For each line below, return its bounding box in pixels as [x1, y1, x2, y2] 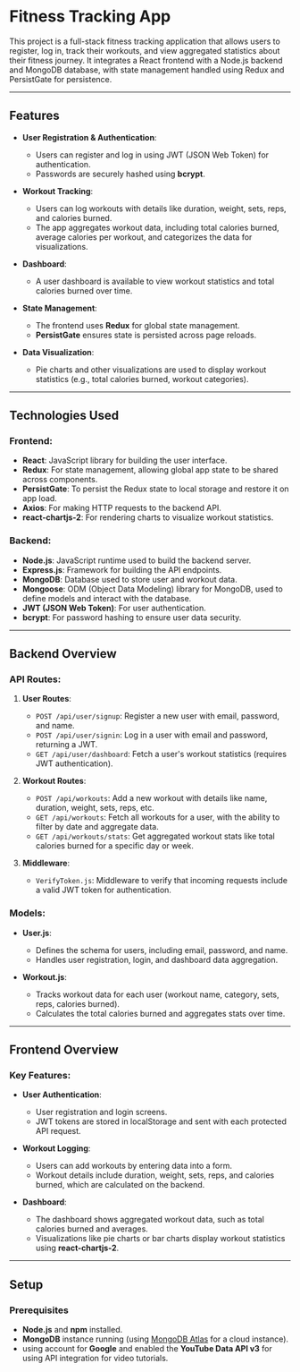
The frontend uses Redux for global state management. [35, 320, 240, 330]
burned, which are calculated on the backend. [35, 1180, 205, 1190]
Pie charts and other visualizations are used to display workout [35, 364, 267, 375]
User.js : [21, 927, 52, 938]
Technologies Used [9, 408, 119, 423]
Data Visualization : [21, 346, 95, 357]
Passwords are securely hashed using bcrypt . [35, 168, 205, 179]
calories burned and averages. [35, 1223, 149, 1234]
